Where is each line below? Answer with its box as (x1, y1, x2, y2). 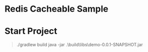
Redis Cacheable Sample (4, 3, 109, 15)
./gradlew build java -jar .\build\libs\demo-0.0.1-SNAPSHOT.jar (16, 42, 143, 48)
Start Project (4, 26, 58, 37)
